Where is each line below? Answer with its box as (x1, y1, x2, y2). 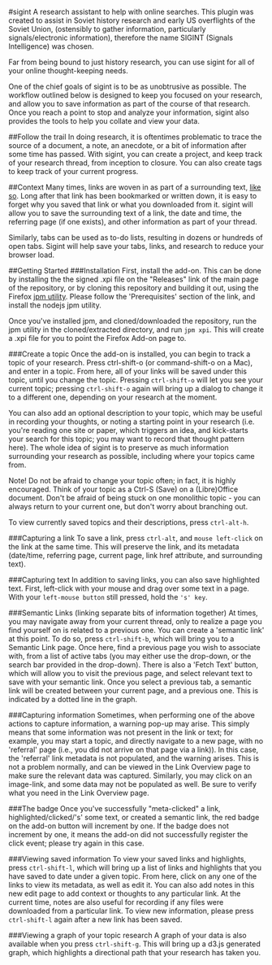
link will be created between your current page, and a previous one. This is (8, 686, 258, 695)
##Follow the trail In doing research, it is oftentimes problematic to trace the (8, 132, 262, 142)
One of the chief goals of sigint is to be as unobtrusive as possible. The (8, 81, 247, 91)
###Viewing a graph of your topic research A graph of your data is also (8, 931, 247, 940)
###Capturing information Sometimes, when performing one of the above (8, 710, 256, 719)
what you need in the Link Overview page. (8, 788, 150, 797)
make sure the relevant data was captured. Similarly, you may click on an (8, 771, 253, 780)
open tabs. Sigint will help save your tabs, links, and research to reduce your (8, 242, 264, 251)
